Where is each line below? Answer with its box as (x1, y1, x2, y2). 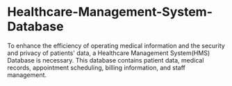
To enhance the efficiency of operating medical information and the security (7, 41, 226, 50)
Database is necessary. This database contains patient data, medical (7, 56, 204, 64)
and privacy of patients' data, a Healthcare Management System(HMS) (7, 49, 210, 57)
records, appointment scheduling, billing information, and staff (7, 63, 186, 72)
